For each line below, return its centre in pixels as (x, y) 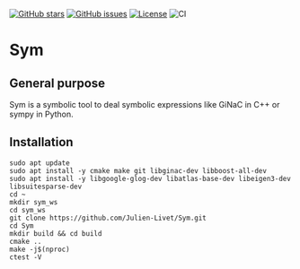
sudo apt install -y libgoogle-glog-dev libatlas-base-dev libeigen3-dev (150, 178)
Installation (41, 142)
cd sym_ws (28, 210)
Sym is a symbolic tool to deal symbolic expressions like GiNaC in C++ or (145, 104)
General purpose (57, 83)
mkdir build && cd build (56, 233)
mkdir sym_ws (34, 202)
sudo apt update (40, 163)
